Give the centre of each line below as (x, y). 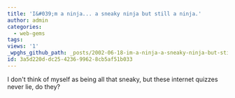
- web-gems (29, 33)
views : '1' (23, 46)
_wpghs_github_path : (37, 53)
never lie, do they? (34, 86)
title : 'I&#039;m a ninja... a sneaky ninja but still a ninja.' (104, 14)
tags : (15, 40)
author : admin (28, 20)
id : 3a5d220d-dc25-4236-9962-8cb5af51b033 (70, 59)
